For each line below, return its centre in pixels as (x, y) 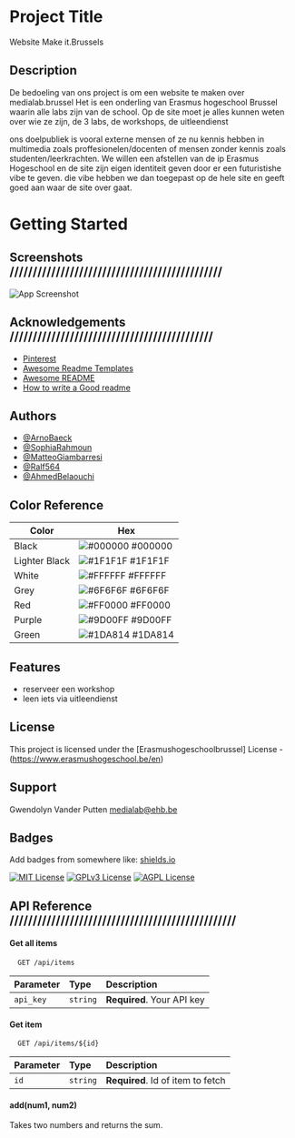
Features (35, 667)
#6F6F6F (150, 590)
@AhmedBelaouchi (59, 477)
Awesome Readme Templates (78, 368)
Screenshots (46, 258)
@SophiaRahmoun (57, 448)
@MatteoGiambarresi (62, 458)
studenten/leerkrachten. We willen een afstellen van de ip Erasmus (134, 158)
